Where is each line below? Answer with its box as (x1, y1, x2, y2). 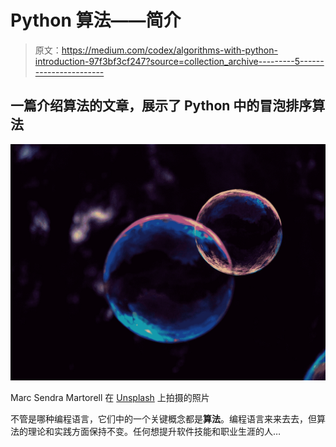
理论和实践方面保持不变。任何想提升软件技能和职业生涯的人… (27, 425, 282, 437)
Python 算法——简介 (10, 9, 182, 32)
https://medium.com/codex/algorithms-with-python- (61, 44, 278, 56)
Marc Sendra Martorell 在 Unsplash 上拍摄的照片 (10, 391, 210, 403)
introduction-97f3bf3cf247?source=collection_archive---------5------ (34, 55, 325, 67)
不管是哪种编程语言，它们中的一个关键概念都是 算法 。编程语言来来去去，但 (10, 412, 317, 425)
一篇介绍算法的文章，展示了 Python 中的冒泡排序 (10, 97, 313, 115)
